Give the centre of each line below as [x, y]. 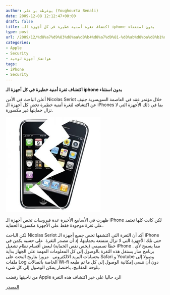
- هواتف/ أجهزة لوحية [29, 59]
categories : [18, 43]
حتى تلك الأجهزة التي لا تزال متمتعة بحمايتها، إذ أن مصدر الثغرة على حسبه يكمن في [84, 240]
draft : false [19, 21]
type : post [17, 32]
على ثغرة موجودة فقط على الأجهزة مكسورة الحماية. [55, 225]
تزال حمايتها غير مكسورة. [30, 110]
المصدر [13, 287]
